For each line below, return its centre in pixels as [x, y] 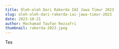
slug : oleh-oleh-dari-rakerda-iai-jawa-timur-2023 [59, 14]
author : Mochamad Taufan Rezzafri [41, 24]
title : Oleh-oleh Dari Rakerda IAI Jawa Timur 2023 [59, 10]
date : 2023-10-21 [23, 19]
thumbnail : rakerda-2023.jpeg [36, 28]
